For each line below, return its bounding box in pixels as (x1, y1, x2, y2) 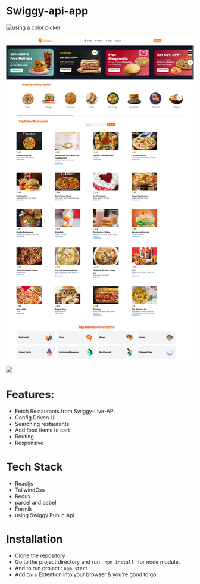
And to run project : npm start (14, 565, 88, 572)
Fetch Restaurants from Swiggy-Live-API (14, 407, 115, 415)
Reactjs (14, 480, 34, 487)
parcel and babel (14, 499, 57, 506)
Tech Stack (6, 460, 63, 474)
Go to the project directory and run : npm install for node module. (14, 558, 180, 566)
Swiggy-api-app (6, 4, 89, 18)
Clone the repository (14, 552, 65, 559)
